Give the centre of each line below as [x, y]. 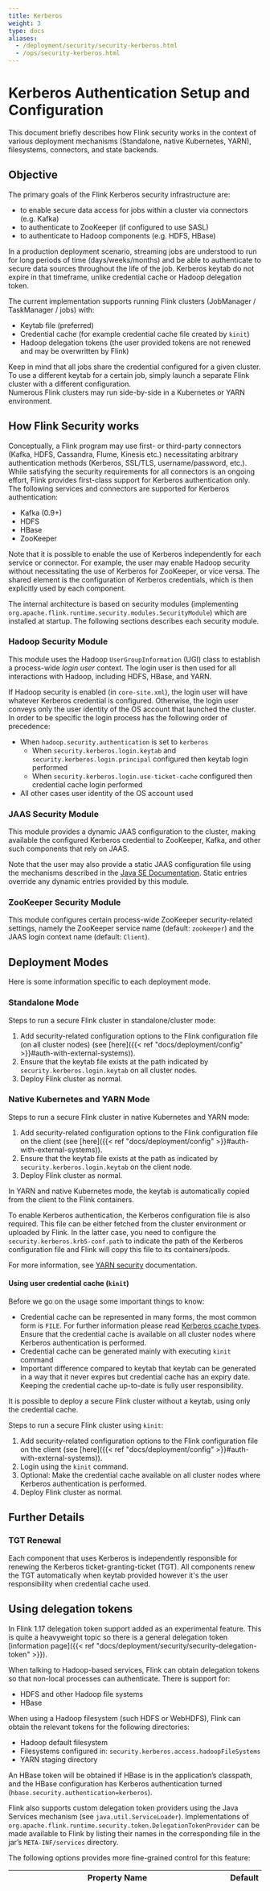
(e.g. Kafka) [39, 218]
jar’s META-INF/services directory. [63, 1842]
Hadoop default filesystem [64, 1742]
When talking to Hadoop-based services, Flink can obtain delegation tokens [134, 1669]
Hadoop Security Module [58, 641]
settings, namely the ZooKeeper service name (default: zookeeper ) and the [131, 928]
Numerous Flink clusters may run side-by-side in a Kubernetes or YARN [127, 392]
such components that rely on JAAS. [69, 849]
